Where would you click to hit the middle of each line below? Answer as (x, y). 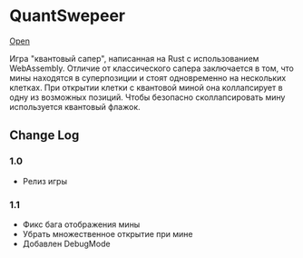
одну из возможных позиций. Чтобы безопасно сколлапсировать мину (147, 97)
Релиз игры (45, 181)
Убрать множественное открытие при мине (108, 233)
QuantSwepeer (67, 16)
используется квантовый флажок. (75, 106)
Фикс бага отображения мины (81, 224)
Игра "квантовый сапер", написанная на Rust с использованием (134, 58)
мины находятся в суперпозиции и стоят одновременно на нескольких (148, 77)
